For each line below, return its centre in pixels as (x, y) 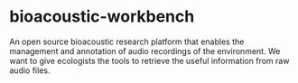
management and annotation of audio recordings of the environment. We (145, 51)
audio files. (30, 70)
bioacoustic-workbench (102, 17)
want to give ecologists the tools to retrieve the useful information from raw (149, 60)
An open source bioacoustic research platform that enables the (127, 41)
